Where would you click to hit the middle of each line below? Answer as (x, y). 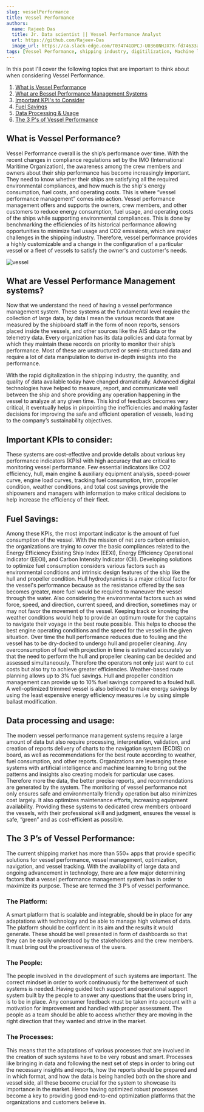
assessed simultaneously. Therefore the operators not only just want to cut (100, 663)
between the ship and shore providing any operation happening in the (93, 395)
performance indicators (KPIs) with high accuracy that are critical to (91, 461)
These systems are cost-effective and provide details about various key (96, 455)
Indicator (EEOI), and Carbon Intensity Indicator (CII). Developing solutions (99, 559)
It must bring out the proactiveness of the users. (67, 946)
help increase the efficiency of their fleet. (58, 500)
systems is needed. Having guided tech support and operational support (97, 989)
